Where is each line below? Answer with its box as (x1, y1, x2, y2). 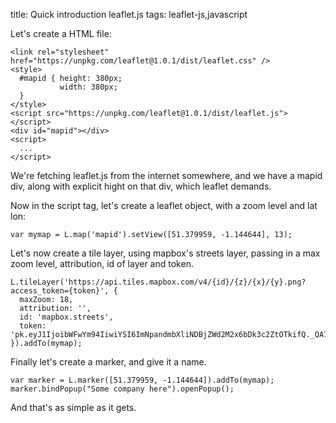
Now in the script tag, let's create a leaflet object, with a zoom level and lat (10, 200, 318, 211)
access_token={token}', (10, 286, 110, 296)
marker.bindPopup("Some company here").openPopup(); (10, 384, 235, 394)
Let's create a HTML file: (10, 28, 112, 39)
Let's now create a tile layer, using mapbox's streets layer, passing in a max (10, 247, 321, 259)
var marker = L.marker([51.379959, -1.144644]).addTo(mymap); (10, 375, 275, 385)
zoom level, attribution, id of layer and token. (10, 258, 194, 269)
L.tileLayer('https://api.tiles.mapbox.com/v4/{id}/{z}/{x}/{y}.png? (10, 277, 307, 287)
